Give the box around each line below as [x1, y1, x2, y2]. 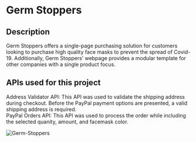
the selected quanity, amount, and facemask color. [6, 118, 129, 125]
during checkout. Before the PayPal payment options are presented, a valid [6, 99, 188, 106]
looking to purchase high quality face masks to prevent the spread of [6, 49, 173, 56]
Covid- [174, 49, 191, 56]
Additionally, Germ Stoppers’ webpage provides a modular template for [13, 55, 187, 61]
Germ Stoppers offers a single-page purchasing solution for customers [6, 42, 178, 49]
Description [6, 27, 50, 37]
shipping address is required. [6, 106, 77, 113]
